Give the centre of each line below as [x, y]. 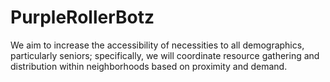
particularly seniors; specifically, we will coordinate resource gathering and [165, 55]
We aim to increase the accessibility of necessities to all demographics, [157, 45]
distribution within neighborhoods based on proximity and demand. [149, 66]
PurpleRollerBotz [82, 17]
